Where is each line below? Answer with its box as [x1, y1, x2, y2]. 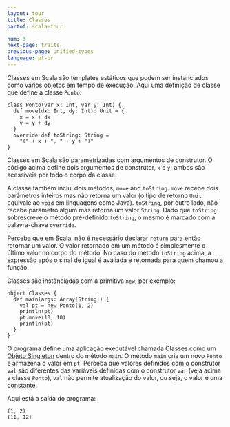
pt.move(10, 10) [19, 314, 67, 321]
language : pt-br [7, 54, 54, 62]
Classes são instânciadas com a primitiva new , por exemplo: [7, 277, 176, 285]
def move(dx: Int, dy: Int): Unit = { [13, 108, 125, 115]
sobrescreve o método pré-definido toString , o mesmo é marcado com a [7, 213, 216, 221]
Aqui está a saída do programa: [7, 394, 96, 402]
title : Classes [7, 17, 51, 23]
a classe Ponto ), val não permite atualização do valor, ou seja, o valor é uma [7, 373, 222, 381]
